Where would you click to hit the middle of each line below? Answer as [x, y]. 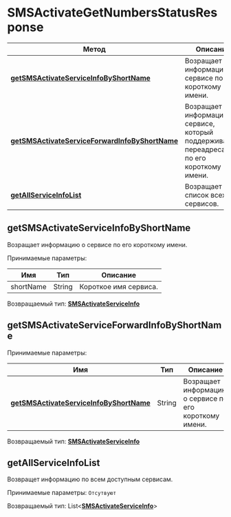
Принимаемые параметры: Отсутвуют [62, 493]
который [199, 132]
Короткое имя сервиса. [119, 286]
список [197, 195]
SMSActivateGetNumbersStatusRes [112, 13]
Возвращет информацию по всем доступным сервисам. [90, 479]
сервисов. [202, 203]
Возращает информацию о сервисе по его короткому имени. [97, 244]
